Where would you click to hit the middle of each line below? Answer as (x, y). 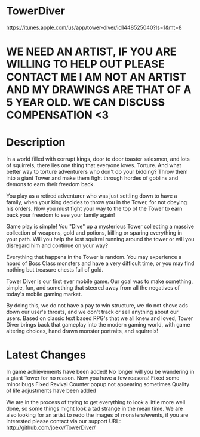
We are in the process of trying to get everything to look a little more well (96, 402)
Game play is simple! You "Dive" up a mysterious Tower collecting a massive (100, 227)
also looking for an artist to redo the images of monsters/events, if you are (97, 415)
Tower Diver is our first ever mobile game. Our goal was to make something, (100, 281)
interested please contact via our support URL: (64, 421)
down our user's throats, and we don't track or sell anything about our (92, 312)
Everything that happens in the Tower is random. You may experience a (94, 257)
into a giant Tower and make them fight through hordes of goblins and (92, 178)
